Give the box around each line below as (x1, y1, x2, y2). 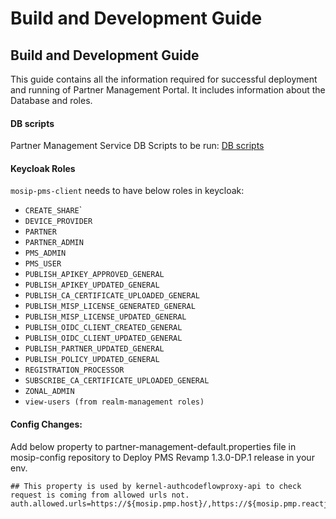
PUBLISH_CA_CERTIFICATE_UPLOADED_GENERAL (24, 291, 200, 301)
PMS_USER (24, 259, 62, 269)
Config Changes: (10, 418, 83, 430)
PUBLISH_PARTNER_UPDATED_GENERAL (24, 344, 165, 354)
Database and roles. (10, 95, 93, 106)
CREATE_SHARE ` (24, 204, 83, 216)
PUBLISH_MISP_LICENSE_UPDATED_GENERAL (24, 312, 187, 322)
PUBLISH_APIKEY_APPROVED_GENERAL (24, 270, 165, 280)
